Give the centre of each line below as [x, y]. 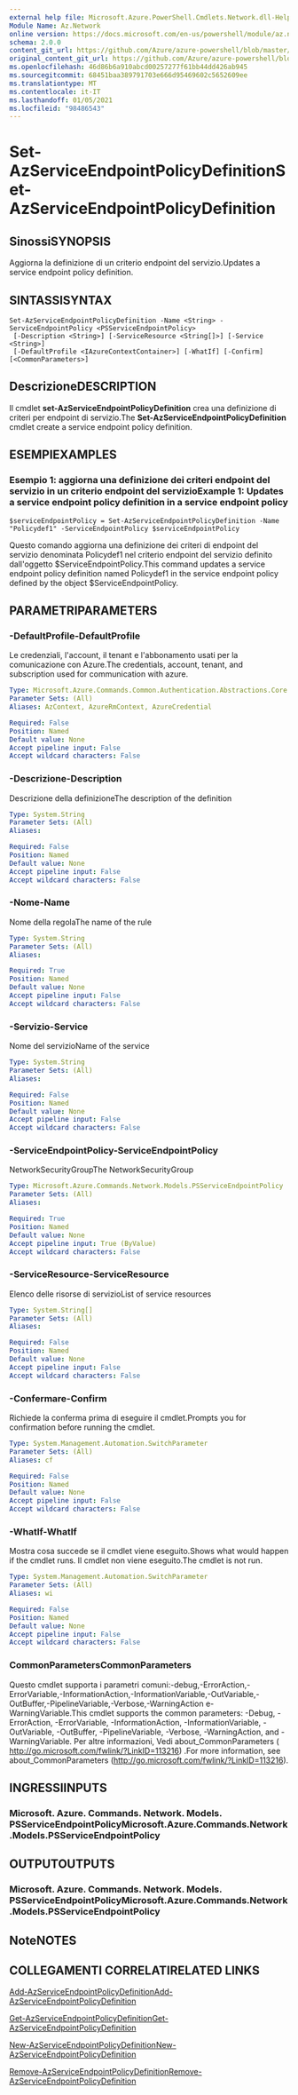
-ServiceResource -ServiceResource [89, 1274]
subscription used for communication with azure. [99, 674]
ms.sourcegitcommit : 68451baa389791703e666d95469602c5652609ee [129, 75]
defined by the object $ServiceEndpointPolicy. [94, 583]
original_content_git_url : [59, 59]
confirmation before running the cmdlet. [82, 1427]
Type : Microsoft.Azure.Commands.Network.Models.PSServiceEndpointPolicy [146, 1186]
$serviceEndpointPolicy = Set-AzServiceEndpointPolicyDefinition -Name [144, 520]
